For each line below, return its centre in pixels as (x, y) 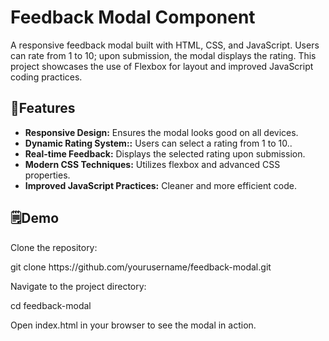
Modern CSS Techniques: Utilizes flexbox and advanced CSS (152, 164)
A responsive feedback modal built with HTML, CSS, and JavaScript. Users (165, 45)
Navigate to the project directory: (78, 286)
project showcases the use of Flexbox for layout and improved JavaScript (162, 66)
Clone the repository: (54, 247)
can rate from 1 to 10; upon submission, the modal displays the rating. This (163, 55)
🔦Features (43, 108)
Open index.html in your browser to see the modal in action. (133, 325)
